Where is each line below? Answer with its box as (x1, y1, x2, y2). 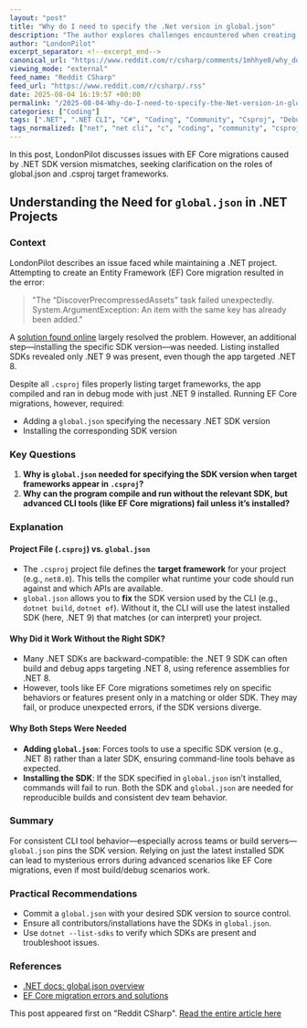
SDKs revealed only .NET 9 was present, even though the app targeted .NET (9, 351, 297, 362)
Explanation (9, 520, 64, 533)
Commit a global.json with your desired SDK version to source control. (22, 908, 291, 919)
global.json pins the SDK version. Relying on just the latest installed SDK (9, 844, 285, 855)
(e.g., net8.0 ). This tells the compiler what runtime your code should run (22, 573, 294, 585)
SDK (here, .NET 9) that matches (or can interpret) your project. (22, 612, 262, 623)
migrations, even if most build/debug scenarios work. (9, 864, 210, 875)
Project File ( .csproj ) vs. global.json (9, 543, 151, 554)
